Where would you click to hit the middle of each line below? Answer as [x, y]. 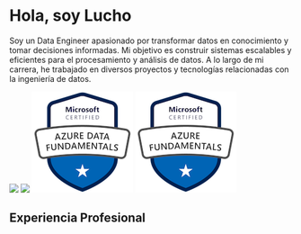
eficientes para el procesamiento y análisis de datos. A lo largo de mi [137, 59]
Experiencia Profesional [78, 218]
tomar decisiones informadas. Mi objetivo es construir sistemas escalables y [150, 49]
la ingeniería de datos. [50, 78]
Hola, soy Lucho [71, 16]
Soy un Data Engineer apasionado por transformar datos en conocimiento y [149, 40]
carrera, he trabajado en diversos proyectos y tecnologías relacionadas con [149, 69]
